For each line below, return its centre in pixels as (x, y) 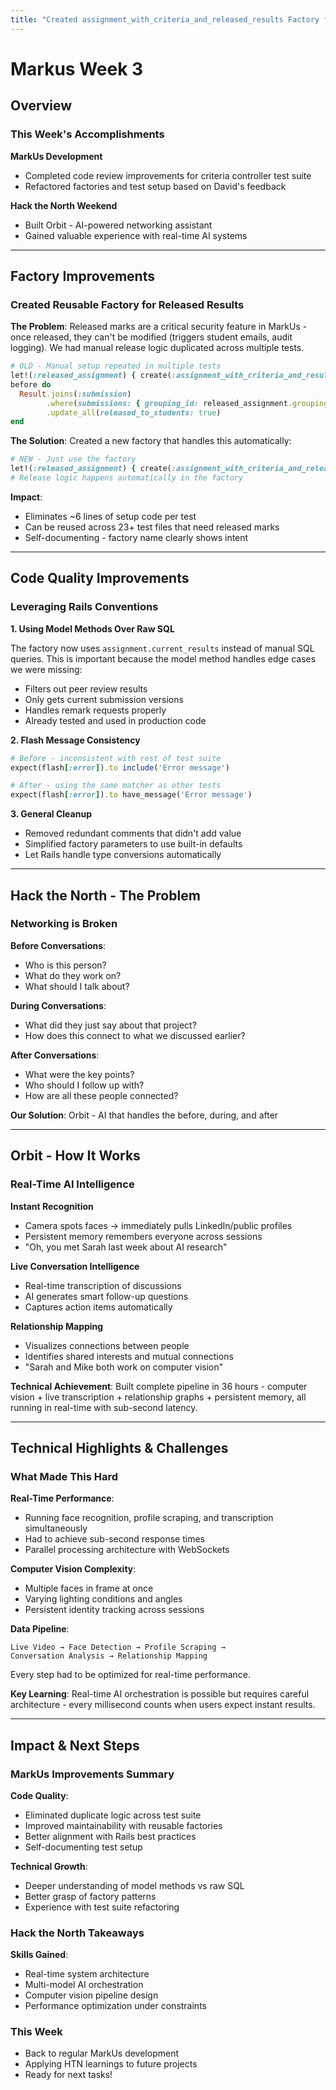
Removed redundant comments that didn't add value (133, 833)
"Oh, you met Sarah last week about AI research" (126, 1247)
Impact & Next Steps (75, 1745)
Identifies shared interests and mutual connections (129, 1356)
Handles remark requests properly (95, 710)
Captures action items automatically (98, 1307)
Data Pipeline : (40, 1629)
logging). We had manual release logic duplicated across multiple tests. (157, 348)
